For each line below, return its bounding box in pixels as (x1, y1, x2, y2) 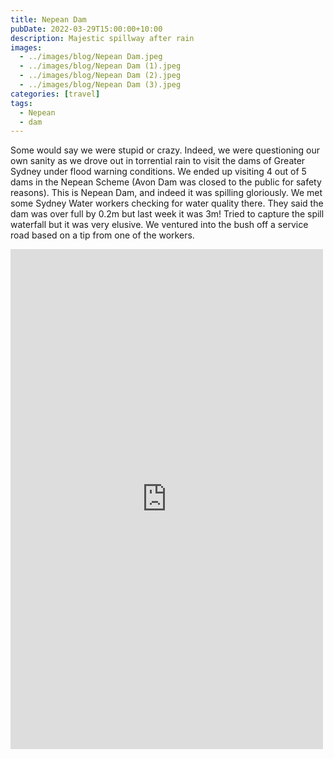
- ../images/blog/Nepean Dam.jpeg (19, 52, 163, 62)
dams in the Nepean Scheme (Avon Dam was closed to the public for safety (10, 176, 322, 188)
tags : (10, 98, 33, 108)
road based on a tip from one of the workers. (10, 229, 195, 241)
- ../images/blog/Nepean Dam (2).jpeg (19, 71, 182, 81)
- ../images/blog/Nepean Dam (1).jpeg (19, 61, 182, 71)
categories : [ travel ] (10, 89, 101, 99)
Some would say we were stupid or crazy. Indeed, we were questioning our (10, 144, 321, 156)
